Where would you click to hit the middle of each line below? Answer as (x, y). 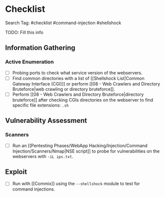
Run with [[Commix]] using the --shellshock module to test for (76, 184)
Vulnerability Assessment (46, 121)
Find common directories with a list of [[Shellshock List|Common (78, 78)
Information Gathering (40, 48)
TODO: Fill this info (24, 32)
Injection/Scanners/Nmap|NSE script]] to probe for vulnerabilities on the (86, 151)
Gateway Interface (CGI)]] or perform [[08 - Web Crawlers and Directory (86, 84)
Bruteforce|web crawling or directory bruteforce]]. (64, 89)
